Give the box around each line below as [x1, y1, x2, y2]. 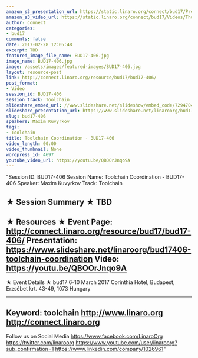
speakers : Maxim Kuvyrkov [6, 119, 70, 125]
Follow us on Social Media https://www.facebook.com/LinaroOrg [6, 333, 163, 340]
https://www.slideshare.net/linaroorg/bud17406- [6, 245, 192, 255]
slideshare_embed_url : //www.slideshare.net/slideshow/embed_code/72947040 [6, 102, 196, 108]
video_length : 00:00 [6, 140, 57, 147]
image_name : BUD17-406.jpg [6, 58, 72, 64]
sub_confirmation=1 [6, 346, 54, 353]
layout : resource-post [6, 69, 62, 75]
